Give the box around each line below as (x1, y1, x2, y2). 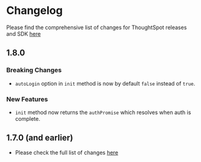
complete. (15, 115, 41, 122)
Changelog (6, 4, 63, 18)
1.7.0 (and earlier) (6, 133, 74, 143)
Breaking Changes (6, 66, 62, 75)
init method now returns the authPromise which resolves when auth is (15, 109, 191, 116)
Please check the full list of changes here (15, 149, 119, 156)
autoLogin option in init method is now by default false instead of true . (15, 79, 196, 87)
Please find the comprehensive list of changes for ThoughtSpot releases (6, 24, 187, 31)
